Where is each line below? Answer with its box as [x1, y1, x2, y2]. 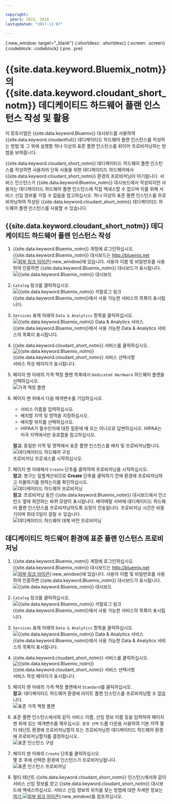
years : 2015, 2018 [10, 16, 50, 22]
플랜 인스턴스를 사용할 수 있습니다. [18, 205, 88, 211]
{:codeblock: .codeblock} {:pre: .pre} [5, 46, 83, 52]
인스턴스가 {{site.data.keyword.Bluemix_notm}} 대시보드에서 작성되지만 [14, 180, 161, 186]
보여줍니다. [14, 150, 37, 156]
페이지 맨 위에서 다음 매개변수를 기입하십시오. [12, 395, 103, 401]
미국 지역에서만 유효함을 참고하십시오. [20, 432, 96, 438]
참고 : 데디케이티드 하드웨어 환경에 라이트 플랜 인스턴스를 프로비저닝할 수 [12, 690, 157, 696]
